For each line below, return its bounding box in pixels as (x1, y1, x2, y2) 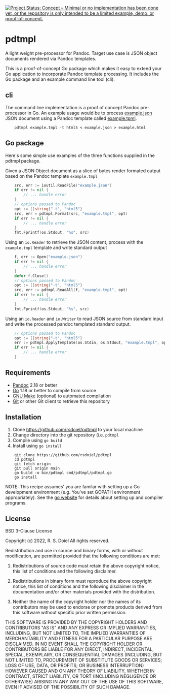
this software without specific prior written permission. (12, 610, 127, 616)
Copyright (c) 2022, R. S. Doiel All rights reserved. (5, 538, 110, 544)
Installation (5, 413, 41, 422)
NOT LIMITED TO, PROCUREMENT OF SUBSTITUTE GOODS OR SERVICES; (5, 657, 162, 663)
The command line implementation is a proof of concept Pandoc (5, 104, 140, 110)
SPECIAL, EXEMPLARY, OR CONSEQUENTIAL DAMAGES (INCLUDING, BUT (5, 652, 163, 658)
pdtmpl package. (5, 157, 40, 164)
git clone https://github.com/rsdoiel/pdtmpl (14, 452, 112, 457)
